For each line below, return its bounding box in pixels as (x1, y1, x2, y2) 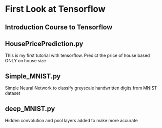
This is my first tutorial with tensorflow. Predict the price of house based (5, 52, 150, 58)
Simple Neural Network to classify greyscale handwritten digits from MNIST (5, 85, 157, 91)
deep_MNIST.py (5, 104, 55, 113)
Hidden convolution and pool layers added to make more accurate (5, 118, 138, 124)
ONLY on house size (5, 58, 46, 64)
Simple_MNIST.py (5, 72, 61, 80)
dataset (5, 90, 20, 96)
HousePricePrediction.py (5, 39, 84, 48)
